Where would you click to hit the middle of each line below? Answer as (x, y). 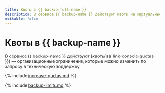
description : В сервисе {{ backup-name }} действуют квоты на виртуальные (83, 14)
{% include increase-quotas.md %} (41, 76)
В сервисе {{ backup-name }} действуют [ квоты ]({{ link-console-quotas (79, 56)
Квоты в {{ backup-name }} (63, 43)
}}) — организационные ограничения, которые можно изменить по (76, 61)
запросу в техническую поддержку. (43, 67)
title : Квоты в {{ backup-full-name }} (46, 9)
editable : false (22, 19)
